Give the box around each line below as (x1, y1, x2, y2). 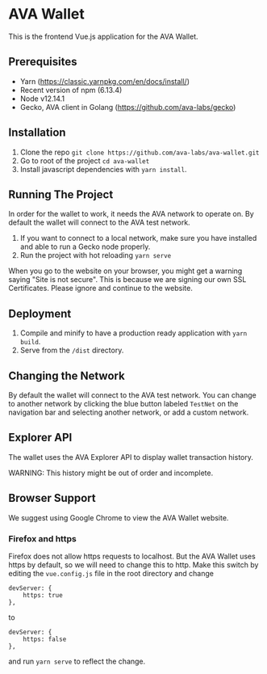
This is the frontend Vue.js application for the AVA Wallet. (8, 32, 199, 41)
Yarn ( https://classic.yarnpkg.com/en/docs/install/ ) (19, 76, 190, 86)
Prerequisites (8, 55, 77, 69)
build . (19, 337, 41, 347)
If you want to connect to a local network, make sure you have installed (19, 234, 257, 243)
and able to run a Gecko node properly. (19, 242, 151, 251)
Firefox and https (8, 533, 77, 544)
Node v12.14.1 (19, 94, 65, 103)
